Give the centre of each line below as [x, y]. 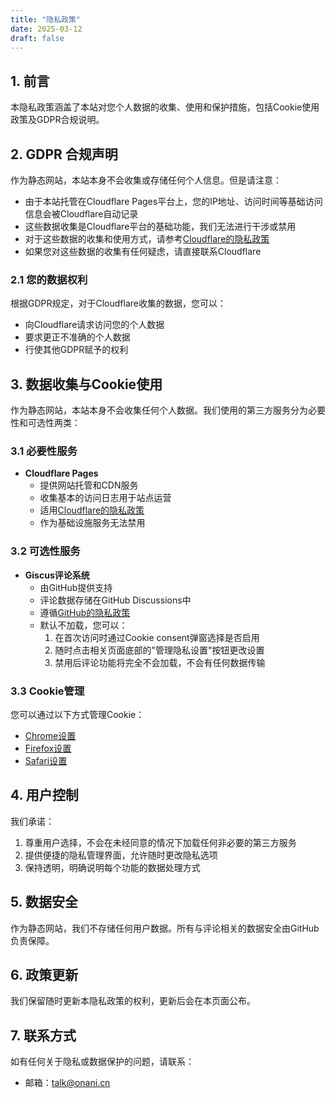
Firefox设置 [48, 748]
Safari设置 [46, 760]
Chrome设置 [50, 735]
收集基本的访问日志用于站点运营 [105, 498]
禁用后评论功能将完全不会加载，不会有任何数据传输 [160, 662]
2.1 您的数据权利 [49, 279]
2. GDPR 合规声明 [64, 154]
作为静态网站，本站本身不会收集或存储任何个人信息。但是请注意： [146, 180]
